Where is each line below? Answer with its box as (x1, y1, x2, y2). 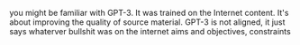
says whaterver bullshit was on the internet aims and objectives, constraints (9, 26, 291, 36)
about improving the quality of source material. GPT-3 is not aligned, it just (9, 17, 286, 27)
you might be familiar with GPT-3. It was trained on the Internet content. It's (9, 8, 289, 18)
